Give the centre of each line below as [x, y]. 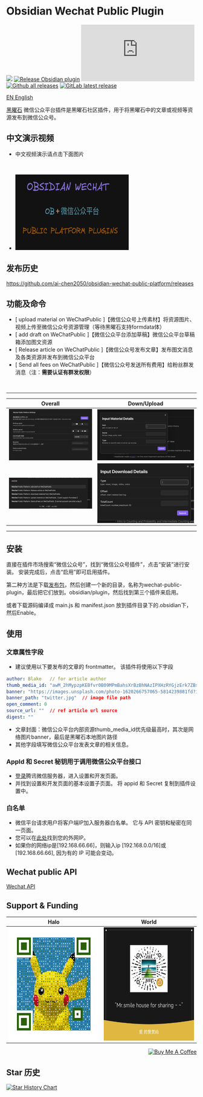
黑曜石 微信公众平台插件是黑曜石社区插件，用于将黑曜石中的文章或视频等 [97, 109]
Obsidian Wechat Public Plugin [85, 11]
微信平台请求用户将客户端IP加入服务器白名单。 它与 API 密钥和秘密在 [101, 822]
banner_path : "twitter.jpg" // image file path [69, 698]
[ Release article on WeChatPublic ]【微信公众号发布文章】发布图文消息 [104, 350]
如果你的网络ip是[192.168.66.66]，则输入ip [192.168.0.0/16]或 [90, 845]
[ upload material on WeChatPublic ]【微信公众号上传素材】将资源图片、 [105, 320]
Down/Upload [146, 404]
